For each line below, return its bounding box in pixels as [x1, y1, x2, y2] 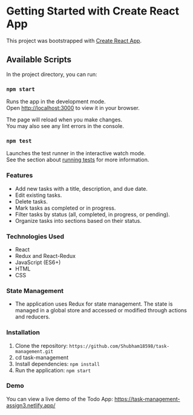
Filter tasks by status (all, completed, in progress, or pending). [15, 210, 171, 218]
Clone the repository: [15, 342, 68, 349]
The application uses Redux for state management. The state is [15, 300, 173, 307]
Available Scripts [6, 54, 71, 65]
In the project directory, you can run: [6, 71, 97, 78]
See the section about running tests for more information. [6, 156, 149, 164]
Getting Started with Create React [6, 4, 180, 18]
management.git [15, 349, 54, 355]
